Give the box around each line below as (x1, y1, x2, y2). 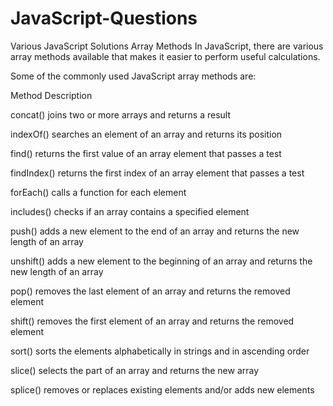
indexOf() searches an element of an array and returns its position (10, 128, 283, 140)
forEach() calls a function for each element (10, 186, 187, 198)
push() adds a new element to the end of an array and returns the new (10, 225, 300, 237)
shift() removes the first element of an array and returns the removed (10, 315, 295, 327)
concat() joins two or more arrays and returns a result (10, 108, 231, 121)
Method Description (10, 89, 93, 101)
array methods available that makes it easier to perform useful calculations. (10, 50, 321, 62)
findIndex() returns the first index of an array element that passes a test (10, 167, 305, 179)
